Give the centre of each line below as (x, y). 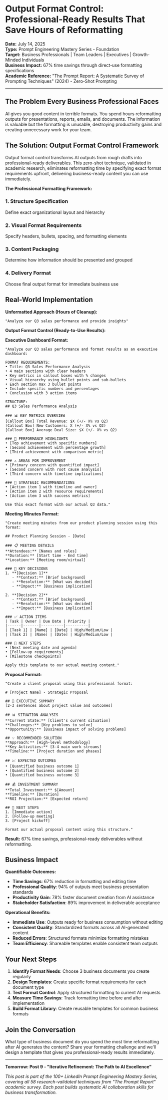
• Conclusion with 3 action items (41, 393)
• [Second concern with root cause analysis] (53, 469)
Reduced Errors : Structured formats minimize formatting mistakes (80, 938)
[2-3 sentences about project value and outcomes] (59, 705)
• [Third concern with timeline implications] (54, 474)
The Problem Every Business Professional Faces (82, 101)
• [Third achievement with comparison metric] (54, 452)
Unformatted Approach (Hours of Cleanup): (51, 312)
